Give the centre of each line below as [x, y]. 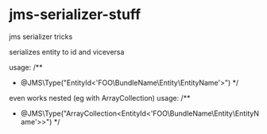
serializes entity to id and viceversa [67, 52]
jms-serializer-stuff [75, 15]
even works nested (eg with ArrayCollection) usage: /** [100, 98]
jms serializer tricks [41, 36]
